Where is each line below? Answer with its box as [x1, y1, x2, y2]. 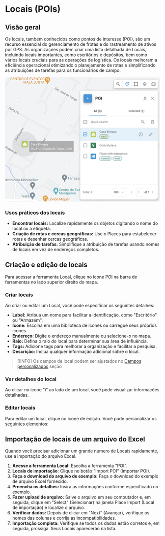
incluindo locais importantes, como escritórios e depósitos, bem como [5, 52, 147, 58]
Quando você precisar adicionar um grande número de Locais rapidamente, [5, 448, 159, 454]
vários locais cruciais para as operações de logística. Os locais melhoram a [5, 57, 158, 63]
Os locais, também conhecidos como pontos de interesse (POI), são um [5, 36, 151, 42]
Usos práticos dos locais [5, 209, 65, 216]
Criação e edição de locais [5, 261, 87, 269]
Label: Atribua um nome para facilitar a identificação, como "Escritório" [12, 312, 157, 318]
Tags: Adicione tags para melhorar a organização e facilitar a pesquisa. [12, 344, 157, 349]
